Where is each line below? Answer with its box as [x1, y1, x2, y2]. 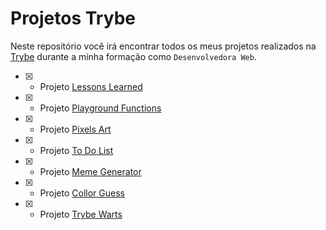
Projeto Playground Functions [39, 102, 162, 114]
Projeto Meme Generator [39, 165, 142, 177]
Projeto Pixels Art [39, 123, 112, 135]
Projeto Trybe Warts [39, 208, 123, 220]
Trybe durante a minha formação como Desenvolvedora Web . [10, 50, 257, 62]
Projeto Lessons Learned [39, 80, 143, 92]
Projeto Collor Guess [39, 187, 125, 199]
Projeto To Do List [39, 144, 114, 156]
